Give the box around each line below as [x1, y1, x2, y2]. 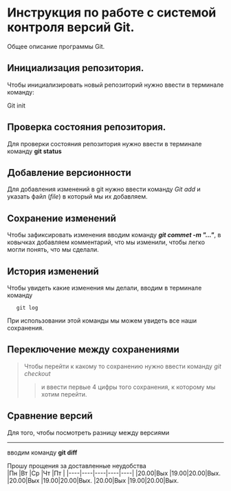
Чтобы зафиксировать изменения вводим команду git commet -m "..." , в [7, 231, 221, 239]
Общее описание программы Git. [7, 42, 105, 50]
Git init [7, 101, 25, 110]
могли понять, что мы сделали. [7, 245, 100, 254]
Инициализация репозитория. [7, 62, 144, 74]
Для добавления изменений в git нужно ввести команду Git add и [7, 185, 201, 194]
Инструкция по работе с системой [7, 5, 217, 21]
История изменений [7, 265, 100, 277]
